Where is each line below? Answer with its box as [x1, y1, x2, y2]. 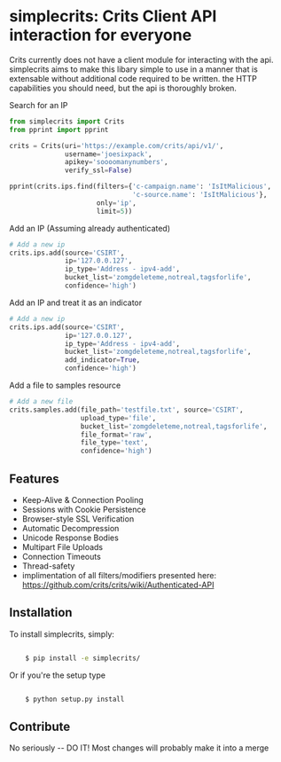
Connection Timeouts [21, 552, 102, 562]
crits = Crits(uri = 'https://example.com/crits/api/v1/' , [9, 141, 224, 150]
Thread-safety [21, 561, 75, 571]
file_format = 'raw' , [80, 430, 152, 439]
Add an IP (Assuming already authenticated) [9, 223, 171, 233]
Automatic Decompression [21, 523, 120, 533]
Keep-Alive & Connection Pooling [21, 495, 144, 505]
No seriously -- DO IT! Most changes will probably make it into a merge [9, 742, 269, 753]
